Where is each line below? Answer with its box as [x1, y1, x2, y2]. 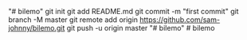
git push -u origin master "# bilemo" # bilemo [66, 24, 215, 32]
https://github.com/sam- [139, 15, 221, 24]
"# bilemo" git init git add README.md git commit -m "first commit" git [8, 7, 239, 16]
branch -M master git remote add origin [8, 15, 138, 24]
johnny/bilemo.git [8, 24, 65, 32]
